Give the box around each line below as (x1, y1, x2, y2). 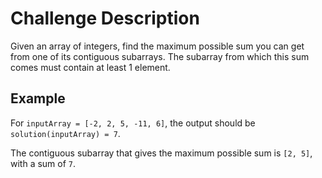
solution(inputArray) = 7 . (10, 127, 121, 139)
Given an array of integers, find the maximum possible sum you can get (10, 40, 305, 52)
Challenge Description (10, 7, 200, 30)
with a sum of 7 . (10, 157, 77, 169)
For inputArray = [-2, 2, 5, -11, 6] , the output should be (10, 117, 256, 129)
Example (10, 90, 66, 107)
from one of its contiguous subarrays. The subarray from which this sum (10, 50, 310, 62)
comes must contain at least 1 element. (10, 61, 171, 73)
